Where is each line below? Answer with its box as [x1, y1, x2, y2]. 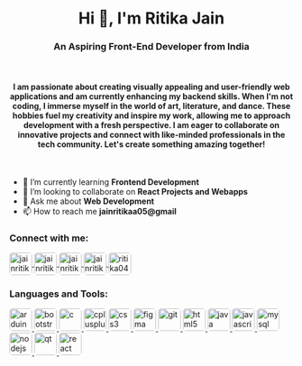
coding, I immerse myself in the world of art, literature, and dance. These [12, 101, 291, 112]
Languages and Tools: [9, 288, 108, 300]
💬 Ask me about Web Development [22, 196, 155, 206]
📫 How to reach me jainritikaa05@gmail [22, 206, 178, 216]
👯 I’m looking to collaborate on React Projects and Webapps [22, 186, 248, 197]
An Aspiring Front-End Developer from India [53, 41, 250, 53]
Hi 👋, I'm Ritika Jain [78, 8, 225, 29]
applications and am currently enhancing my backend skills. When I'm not [9, 91, 294, 102]
